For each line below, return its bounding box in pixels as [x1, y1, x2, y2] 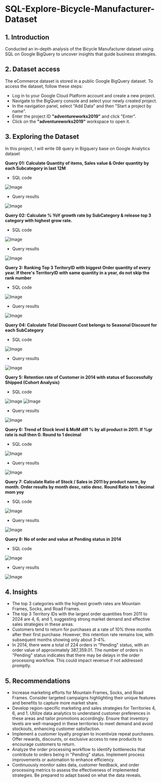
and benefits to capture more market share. [12, 700, 99, 706]
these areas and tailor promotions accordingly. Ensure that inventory [12, 715, 149, 721]
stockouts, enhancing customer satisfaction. [12, 726, 101, 732]
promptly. [12, 662, 31, 669]
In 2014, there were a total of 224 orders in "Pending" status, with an [12, 642, 149, 648]
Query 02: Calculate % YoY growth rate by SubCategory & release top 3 [5, 212, 151, 218]
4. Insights [5, 588, 38, 596]
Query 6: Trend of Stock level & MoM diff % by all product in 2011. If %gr [5, 426, 153, 432]
